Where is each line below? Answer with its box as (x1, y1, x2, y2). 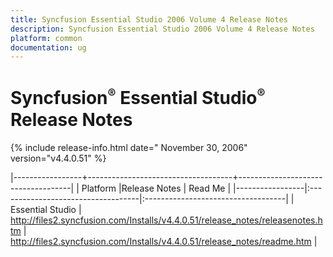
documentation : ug (10, 42, 87, 53)
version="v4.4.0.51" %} (10, 152, 107, 164)
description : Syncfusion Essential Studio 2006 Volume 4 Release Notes (10, 24, 315, 34)
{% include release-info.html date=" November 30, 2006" (10, 141, 248, 153)
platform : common (10, 33, 83, 43)
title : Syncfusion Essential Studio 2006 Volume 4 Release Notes (10, 14, 288, 25)
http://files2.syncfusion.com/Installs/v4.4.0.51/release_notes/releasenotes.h (10, 214, 323, 226)
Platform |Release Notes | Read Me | (81, 182, 232, 194)
